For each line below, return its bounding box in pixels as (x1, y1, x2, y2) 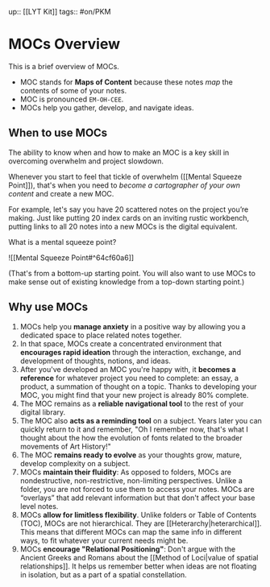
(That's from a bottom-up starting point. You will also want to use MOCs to (8, 268, 256, 278)
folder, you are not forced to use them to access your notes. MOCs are (19, 484, 255, 494)
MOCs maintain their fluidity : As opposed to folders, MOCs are (19, 467, 232, 477)
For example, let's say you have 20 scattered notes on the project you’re (8, 205, 249, 214)
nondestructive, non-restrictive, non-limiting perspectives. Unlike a (19, 475, 243, 486)
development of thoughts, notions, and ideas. (19, 356, 172, 366)
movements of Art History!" (19, 441, 111, 451)
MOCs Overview (8, 35, 121, 53)
